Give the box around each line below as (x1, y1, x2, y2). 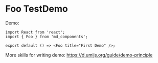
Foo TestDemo (5, 3, 68, 15)
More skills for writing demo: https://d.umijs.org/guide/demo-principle (5, 52, 153, 58)
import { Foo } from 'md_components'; (5, 34, 88, 39)
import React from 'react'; (5, 29, 65, 35)
